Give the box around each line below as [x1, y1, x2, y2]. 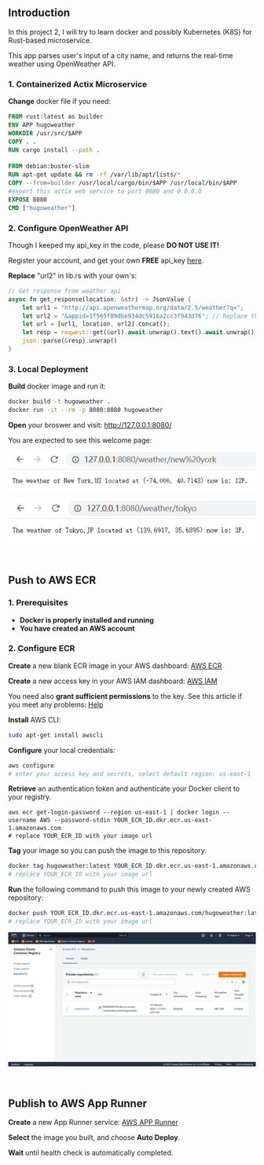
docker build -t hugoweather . [8, 398, 111, 406]
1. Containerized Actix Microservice [8, 79, 148, 90]
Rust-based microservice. [8, 35, 92, 45]
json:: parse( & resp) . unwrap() [22, 337, 118, 345]
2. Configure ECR [8, 643, 75, 654]
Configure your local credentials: [8, 745, 115, 755]
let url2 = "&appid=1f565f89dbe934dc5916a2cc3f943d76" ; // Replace [22, 312, 247, 320]
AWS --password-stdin [39, 817, 111, 825]
